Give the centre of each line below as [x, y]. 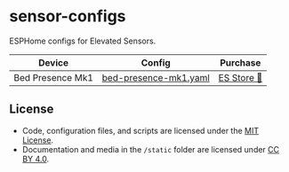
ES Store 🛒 [241, 77]
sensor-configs [68, 16]
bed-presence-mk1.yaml [156, 77]
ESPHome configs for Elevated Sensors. [83, 41]
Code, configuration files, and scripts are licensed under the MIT [140, 130]
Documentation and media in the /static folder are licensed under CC [151, 149]
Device [54, 62]
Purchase [241, 62]
